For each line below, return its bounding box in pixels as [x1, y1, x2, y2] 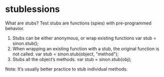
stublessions [5, 3, 60, 15]
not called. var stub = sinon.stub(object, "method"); [12, 51, 119, 57]
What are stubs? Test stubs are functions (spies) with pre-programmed [5, 20, 151, 26]
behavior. [5, 25, 24, 31]
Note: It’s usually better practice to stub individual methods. [5, 66, 128, 72]
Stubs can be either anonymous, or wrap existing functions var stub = [12, 35, 156, 41]
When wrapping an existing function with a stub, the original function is [12, 45, 159, 51]
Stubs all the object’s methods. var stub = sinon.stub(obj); [12, 56, 131, 62]
